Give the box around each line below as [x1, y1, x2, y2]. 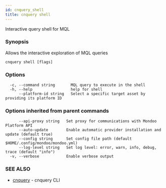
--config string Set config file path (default [18, 136, 132, 141]
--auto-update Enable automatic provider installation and [18, 128, 161, 133]
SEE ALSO [5, 165, 31, 172]
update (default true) [5, 132, 53, 137]
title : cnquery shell [5, 12, 51, 17]
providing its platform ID [5, 96, 62, 101]
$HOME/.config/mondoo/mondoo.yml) [5, 141, 78, 146]
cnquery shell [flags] [5, 59, 53, 64]
